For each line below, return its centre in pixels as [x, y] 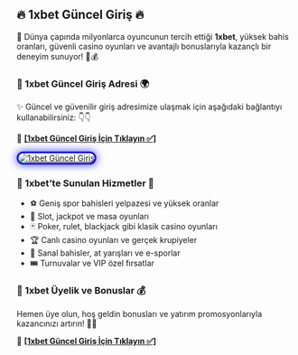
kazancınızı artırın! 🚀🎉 [57, 323]
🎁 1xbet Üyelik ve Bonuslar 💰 [81, 291]
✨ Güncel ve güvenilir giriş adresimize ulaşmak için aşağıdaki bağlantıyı [149, 107]
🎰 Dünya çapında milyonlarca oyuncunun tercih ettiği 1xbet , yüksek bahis [153, 36]
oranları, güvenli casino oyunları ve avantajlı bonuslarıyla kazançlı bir [144, 46]
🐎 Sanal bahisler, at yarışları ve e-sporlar [105, 253]
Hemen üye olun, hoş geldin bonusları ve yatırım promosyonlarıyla [140, 313]
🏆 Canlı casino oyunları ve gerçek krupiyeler [113, 240]
